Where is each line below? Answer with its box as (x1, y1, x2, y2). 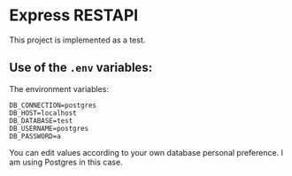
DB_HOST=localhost (9, 108, 77, 118)
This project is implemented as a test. (9, 34, 146, 45)
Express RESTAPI (9, 5, 139, 26)
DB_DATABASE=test (9, 116, 73, 125)
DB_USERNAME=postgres (9, 124, 89, 133)
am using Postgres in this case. (9, 157, 123, 167)
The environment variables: (9, 83, 109, 94)
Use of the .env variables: (9, 60, 153, 75)
